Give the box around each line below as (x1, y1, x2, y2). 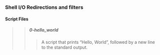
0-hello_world (29, 27, 59, 33)
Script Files (5, 16, 29, 22)
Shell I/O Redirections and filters (5, 4, 84, 11)
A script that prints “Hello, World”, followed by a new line (41, 39, 155, 45)
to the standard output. (41, 44, 88, 50)
